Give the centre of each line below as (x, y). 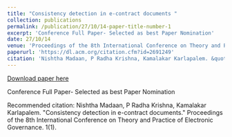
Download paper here (38, 78)
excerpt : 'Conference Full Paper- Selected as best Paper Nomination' (111, 33)
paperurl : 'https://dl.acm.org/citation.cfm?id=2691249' (91, 53)
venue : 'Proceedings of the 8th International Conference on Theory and (114, 46)
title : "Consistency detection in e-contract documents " (92, 13)
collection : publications (44, 20)
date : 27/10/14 (29, 39)
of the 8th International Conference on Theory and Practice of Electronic (110, 120)
